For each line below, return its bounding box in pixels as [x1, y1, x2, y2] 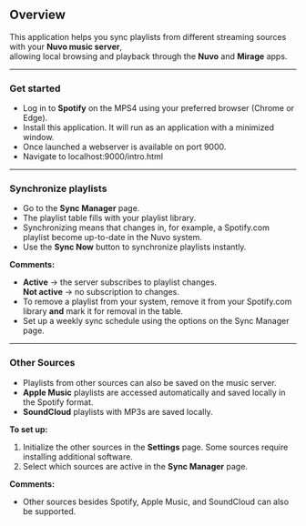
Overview [9, 7, 66, 23]
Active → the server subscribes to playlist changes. [22, 277, 217, 288]
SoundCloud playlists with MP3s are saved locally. [22, 406, 213, 417]
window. [22, 132, 55, 143]
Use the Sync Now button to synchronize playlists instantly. [22, 241, 247, 253]
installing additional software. [22, 450, 134, 462]
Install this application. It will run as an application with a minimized [22, 122, 275, 133]
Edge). [22, 113, 48, 124]
